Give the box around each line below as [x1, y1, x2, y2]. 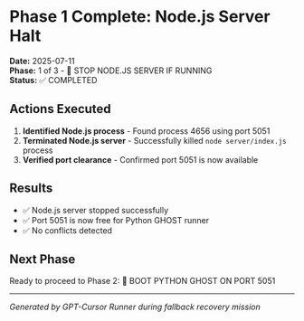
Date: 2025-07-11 [9, 55, 75, 66]
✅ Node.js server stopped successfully [22, 204, 169, 215]
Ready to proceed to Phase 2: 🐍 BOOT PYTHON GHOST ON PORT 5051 [9, 276, 276, 287]
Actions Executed [9, 101, 111, 117]
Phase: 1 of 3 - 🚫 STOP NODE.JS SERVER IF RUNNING [9, 65, 213, 76]
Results [9, 181, 53, 196]
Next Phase [9, 251, 76, 267]
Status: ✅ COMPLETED [9, 74, 98, 85]
